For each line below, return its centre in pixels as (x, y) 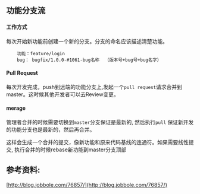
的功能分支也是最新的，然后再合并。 (51, 130)
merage (16, 108)
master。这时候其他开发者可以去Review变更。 (62, 94)
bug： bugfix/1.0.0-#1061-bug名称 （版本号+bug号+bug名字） (89, 60)
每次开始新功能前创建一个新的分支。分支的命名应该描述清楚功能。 (87, 41)
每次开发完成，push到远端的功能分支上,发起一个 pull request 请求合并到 (94, 87)
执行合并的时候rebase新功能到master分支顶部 (70, 150)
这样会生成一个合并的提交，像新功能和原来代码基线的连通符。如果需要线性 (97, 142)
